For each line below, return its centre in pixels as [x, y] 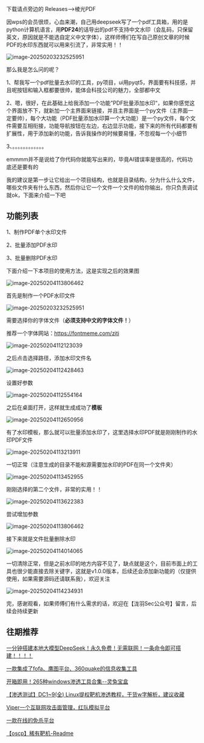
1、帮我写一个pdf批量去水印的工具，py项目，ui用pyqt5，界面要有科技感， [99, 82]
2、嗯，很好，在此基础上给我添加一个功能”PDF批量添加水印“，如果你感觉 [98, 103]
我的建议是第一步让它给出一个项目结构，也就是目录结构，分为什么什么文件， [102, 180]
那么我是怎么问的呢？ [33, 69]
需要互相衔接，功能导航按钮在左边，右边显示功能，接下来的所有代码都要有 [104, 126]
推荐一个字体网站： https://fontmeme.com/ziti [63, 333]
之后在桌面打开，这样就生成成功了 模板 [54, 407]
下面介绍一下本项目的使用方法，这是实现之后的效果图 [73, 270]
